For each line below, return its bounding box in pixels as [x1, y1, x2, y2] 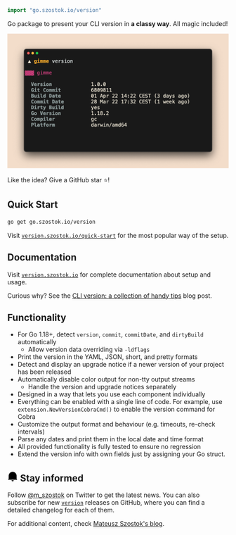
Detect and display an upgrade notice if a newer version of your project [17, 360, 225, 369]
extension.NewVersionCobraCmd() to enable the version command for [17, 405, 216, 414]
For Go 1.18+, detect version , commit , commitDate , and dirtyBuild [17, 330, 204, 339]
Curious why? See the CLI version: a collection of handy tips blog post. [7, 291, 213, 300]
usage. [7, 277, 27, 286]
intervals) [17, 427, 46, 436]
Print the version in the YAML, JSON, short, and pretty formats [17, 353, 198, 361]
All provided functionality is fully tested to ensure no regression [17, 443, 202, 451]
